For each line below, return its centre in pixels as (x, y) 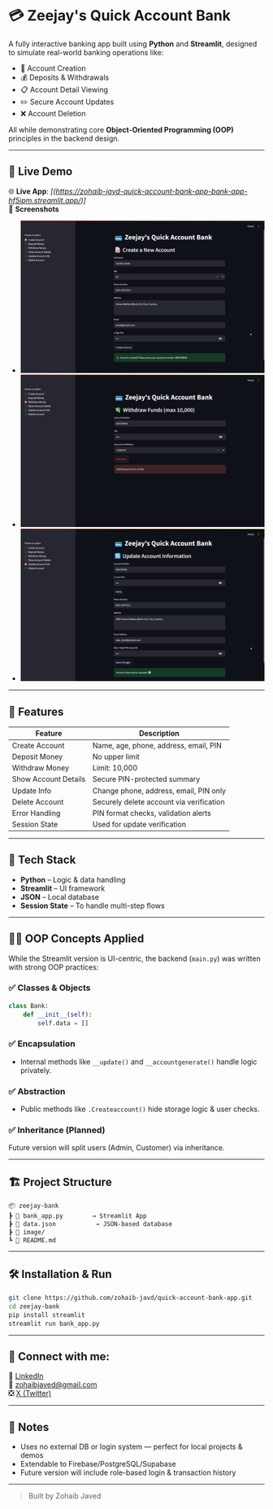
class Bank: (28, 1005)
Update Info (31, 791)
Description (160, 734)
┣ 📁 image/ (27, 1232)
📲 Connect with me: (59, 1356)
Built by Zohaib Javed (65, 1496)
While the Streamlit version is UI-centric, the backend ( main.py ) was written (135, 958)
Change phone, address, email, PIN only (159, 791)
